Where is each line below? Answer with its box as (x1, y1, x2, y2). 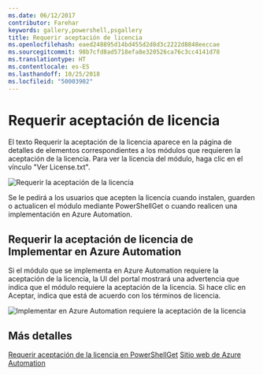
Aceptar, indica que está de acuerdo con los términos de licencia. (8, 291, 221, 300)
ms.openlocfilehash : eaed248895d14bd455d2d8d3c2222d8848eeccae (8, 41, 220, 49)
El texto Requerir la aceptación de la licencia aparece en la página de (8, 137, 232, 147)
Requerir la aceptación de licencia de (8, 232, 194, 246)
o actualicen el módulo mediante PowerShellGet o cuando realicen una (8, 202, 238, 211)
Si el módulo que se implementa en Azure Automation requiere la (8, 265, 219, 276)
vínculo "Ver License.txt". (8, 162, 91, 172)
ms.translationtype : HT (8, 56, 87, 64)
